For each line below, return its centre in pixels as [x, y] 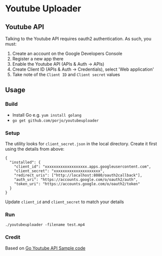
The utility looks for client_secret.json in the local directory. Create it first [81, 143]
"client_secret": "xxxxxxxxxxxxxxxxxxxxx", [60, 171]
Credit [13, 237]
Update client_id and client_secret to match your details [65, 202]
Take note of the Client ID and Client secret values [66, 74]
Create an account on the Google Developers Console [67, 53]
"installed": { [25, 162]
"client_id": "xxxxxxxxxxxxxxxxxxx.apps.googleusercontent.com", [83, 167]
